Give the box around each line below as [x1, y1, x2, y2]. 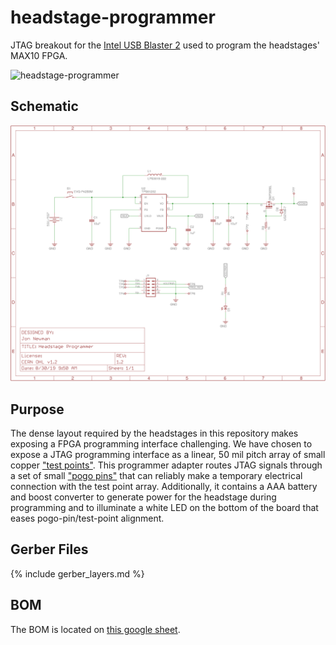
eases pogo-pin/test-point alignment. [10, 512, 165, 525]
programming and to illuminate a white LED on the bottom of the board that [10, 502, 319, 514]
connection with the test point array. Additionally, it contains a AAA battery [10, 481, 318, 493]
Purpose [10, 401, 65, 418]
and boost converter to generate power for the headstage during [10, 491, 277, 503]
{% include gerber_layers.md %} [10, 567, 145, 580]
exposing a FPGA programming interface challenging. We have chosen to [10, 438, 313, 450]
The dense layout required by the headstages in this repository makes [10, 427, 299, 440]
